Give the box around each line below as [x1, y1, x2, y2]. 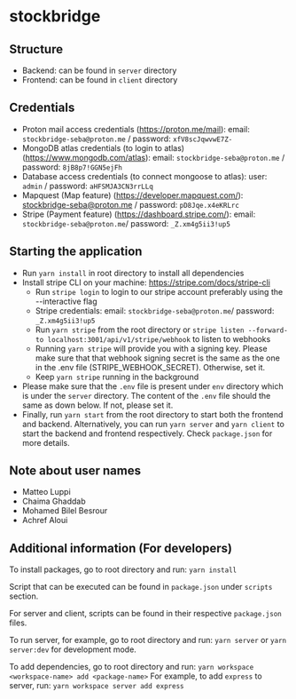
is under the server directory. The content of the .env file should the [21, 390, 271, 401]
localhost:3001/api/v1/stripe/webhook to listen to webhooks [47, 333, 271, 344]
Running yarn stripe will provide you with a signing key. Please [35, 343, 268, 353]
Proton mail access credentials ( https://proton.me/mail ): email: [21, 123, 250, 134]
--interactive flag [35, 296, 97, 306]
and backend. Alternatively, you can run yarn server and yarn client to [21, 418, 285, 429]
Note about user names [9, 464, 142, 479]
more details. [21, 437, 71, 448]
